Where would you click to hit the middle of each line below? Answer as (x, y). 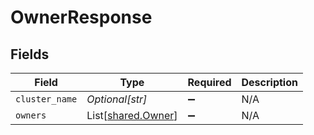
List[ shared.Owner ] (132, 115)
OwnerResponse (81, 17)
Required (209, 82)
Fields (30, 54)
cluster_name (46, 99)
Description (269, 82)
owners (31, 115)
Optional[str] (117, 99)
